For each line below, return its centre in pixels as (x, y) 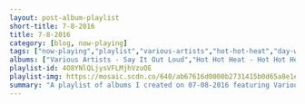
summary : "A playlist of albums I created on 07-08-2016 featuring (140, 85)
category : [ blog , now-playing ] (69, 43)
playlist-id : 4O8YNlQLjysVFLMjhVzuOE (81, 69)
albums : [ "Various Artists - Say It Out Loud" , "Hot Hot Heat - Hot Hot (148, 60)
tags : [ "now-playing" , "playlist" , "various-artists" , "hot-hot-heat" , (142, 52)
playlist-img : (36, 77)
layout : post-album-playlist (64, 18)
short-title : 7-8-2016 (52, 26)
